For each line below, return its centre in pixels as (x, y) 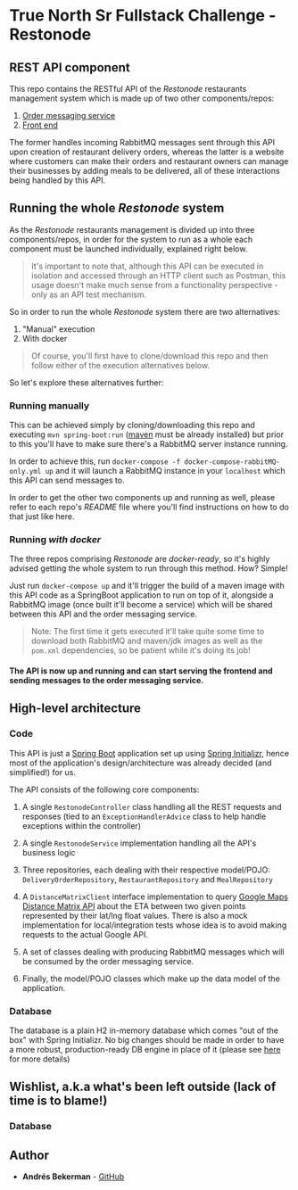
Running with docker (55, 540)
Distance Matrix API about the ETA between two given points (134, 905)
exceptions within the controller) (81, 825)
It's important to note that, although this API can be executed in (147, 266)
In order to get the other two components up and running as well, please (142, 498)
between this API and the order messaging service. (103, 614)
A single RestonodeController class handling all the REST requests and (152, 806)
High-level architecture (75, 709)
